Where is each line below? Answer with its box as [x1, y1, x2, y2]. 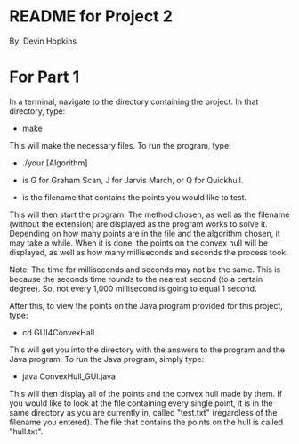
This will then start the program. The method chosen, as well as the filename [9, 209, 290, 220]
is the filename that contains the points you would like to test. [21, 191, 247, 202]
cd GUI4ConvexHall [21, 327, 95, 337]
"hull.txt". [9, 425, 44, 437]
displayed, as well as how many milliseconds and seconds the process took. [9, 246, 289, 257]
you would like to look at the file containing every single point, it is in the [9, 398, 273, 408]
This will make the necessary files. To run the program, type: [9, 140, 231, 150]
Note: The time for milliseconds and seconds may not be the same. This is [9, 264, 281, 275]
